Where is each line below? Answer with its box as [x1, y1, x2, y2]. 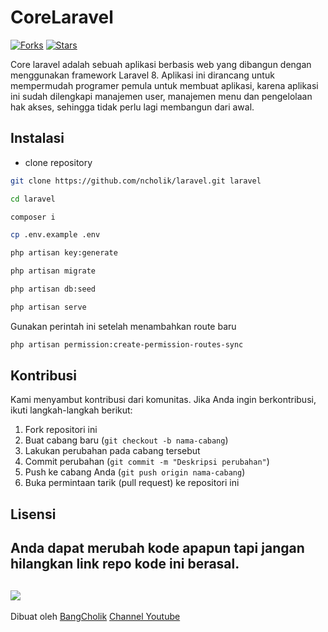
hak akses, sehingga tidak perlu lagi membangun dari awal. [10, 101, 255, 113]
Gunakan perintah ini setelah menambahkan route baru [10, 320, 237, 332]
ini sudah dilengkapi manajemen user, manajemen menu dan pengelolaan [10, 90, 313, 102]
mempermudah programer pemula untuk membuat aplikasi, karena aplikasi [10, 79, 319, 91]
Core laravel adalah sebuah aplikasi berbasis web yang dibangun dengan [10, 58, 312, 70]
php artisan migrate [10, 266, 97, 276]
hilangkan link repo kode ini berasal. [10, 556, 240, 573]
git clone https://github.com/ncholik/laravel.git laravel [10, 176, 262, 186]
